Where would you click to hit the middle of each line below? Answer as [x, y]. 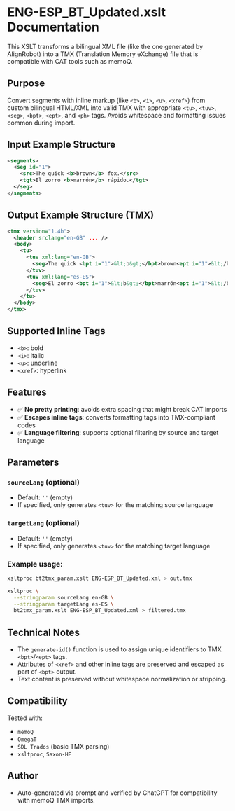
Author [23, 776]
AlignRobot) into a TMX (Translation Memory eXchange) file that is [103, 54]
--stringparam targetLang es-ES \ [64, 604]
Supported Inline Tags [56, 331]
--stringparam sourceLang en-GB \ [64, 597]
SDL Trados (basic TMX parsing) [63, 746]
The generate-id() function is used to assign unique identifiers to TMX [119, 649]
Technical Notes [44, 632]
